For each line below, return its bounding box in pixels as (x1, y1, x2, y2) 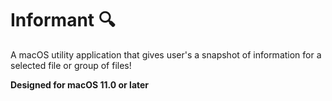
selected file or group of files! (10, 59, 132, 71)
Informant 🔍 (10, 9, 116, 32)
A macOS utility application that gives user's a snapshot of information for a (10, 48, 322, 61)
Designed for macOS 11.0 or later (10, 78, 150, 91)
